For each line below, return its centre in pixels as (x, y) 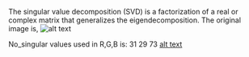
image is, (23, 28)
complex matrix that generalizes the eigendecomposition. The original (124, 20)
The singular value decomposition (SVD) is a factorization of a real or (123, 12)
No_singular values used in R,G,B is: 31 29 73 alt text (95, 44)
